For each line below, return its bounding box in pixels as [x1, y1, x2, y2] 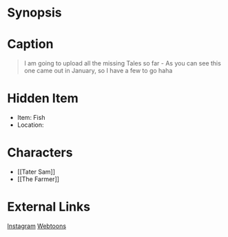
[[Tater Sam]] [17, 167, 56, 176]
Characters [7, 145, 73, 161]
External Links [7, 199, 91, 215]
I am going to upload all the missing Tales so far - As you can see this [23, 59, 222, 68]
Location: [17, 121, 44, 129]
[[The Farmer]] [17, 175, 60, 183]
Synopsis [7, 5, 62, 21]
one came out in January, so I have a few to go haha [23, 67, 173, 75]
